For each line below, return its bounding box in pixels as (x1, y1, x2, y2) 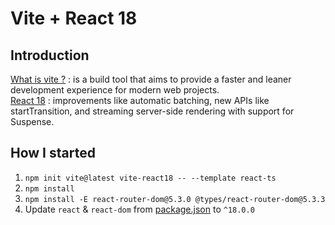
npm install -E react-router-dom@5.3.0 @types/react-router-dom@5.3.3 (24, 194, 326, 204)
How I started (10, 145, 96, 162)
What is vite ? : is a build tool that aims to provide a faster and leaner (10, 73, 292, 85)
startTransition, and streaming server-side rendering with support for (10, 105, 295, 117)
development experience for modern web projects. (10, 84, 220, 96)
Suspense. (10, 116, 55, 127)
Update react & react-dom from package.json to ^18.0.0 (24, 203, 255, 215)
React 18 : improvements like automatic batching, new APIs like (10, 95, 270, 106)
